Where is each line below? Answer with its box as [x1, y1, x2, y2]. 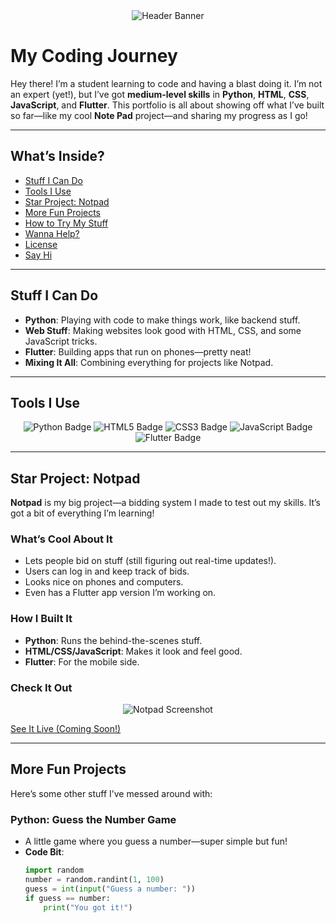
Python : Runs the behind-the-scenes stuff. [24, 634, 203, 646]
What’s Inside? [10, 148, 105, 165]
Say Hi [24, 249, 53, 261]
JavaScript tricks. [24, 335, 98, 347]
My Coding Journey [10, 45, 178, 68]
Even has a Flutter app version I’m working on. [24, 587, 217, 599]
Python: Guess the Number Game [10, 812, 177, 826]
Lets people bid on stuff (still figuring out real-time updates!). [24, 555, 277, 567]
